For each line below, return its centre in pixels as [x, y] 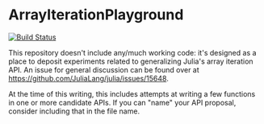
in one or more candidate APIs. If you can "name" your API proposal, [122, 102]
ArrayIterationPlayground [96, 15]
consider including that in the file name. [74, 111]
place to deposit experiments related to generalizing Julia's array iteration [131, 61]
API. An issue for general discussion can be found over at [104, 69]
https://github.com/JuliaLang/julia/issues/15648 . [89, 78]
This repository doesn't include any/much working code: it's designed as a [132, 52]
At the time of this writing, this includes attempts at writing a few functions [132, 93]
